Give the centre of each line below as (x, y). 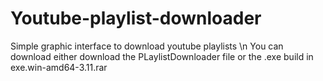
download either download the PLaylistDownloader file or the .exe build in (162, 56)
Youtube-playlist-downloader (136, 18)
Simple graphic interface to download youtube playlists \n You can (147, 46)
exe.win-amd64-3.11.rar (59, 67)
